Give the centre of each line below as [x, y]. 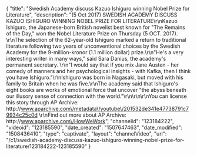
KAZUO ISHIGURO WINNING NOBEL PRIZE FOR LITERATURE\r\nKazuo [92, 21]
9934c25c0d [22, 115]
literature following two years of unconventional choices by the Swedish [93, 46]
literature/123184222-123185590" [46, 146]
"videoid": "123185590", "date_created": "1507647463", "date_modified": [94, 127]
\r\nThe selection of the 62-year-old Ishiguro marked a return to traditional [96, 40]
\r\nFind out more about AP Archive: [83, 115]
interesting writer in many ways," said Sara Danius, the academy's [86, 59]
